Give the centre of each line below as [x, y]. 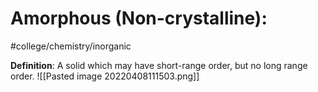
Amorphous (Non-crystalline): [139, 18]
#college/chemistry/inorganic [71, 46]
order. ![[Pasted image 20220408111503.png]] [105, 76]
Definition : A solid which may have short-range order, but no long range [159, 65]
